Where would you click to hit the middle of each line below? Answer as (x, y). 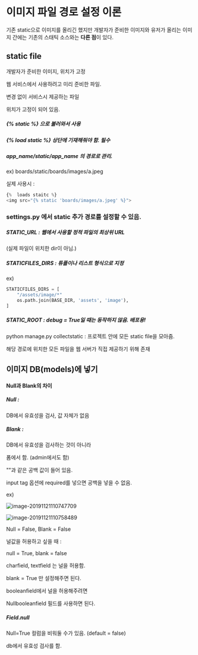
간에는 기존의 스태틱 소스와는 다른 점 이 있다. (63, 37)
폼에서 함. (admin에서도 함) (38, 458)
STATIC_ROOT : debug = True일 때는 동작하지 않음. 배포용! (76, 320)
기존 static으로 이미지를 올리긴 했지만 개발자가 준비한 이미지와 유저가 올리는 (94, 30)
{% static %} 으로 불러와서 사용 (44, 124)
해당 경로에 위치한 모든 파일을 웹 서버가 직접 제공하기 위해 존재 (78, 349)
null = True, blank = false (37, 553)
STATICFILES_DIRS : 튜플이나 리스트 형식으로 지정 (65, 263)
